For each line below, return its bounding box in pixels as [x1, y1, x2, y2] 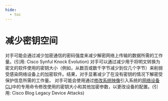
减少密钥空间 [5, 35, 58, 46]
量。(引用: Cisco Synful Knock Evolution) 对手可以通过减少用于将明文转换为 [5, 58, 160, 65]
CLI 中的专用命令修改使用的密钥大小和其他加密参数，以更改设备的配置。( [5, 83, 154, 90]
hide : [5, 7, 16, 12]
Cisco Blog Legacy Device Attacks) [11, 90, 84, 96]
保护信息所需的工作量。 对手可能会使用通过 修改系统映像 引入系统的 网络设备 [5, 77, 160, 83]
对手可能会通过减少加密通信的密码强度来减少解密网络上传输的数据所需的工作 [5, 52, 163, 58]
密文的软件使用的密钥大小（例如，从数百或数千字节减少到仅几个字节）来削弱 [5, 65, 163, 71]
